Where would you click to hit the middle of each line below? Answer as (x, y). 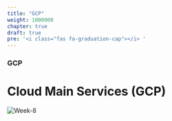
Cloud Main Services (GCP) (87, 92)
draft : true (24, 33)
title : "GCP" (26, 13)
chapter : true (28, 26)
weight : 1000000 (30, 20)
